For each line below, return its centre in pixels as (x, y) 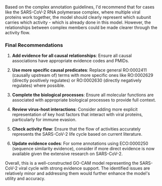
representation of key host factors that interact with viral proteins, (77, 114)
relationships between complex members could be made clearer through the (81, 28)
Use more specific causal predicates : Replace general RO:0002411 (79, 70)
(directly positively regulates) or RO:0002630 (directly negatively (77, 80)
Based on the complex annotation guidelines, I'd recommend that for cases (80, 7)
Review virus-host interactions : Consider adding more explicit (75, 109)
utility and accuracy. (25, 179)
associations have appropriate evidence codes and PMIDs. (71, 61)
